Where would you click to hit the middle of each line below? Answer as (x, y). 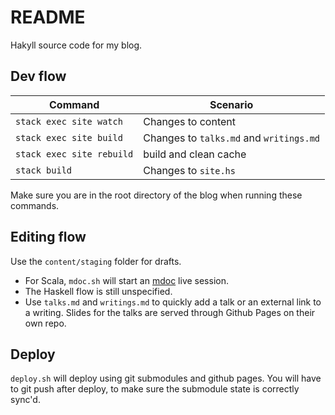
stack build (44, 170)
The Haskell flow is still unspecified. (98, 291)
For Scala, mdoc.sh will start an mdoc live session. (126, 280)
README (48, 17)
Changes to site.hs (189, 170)
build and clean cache (195, 154)
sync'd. (25, 400)
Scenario (231, 104)
